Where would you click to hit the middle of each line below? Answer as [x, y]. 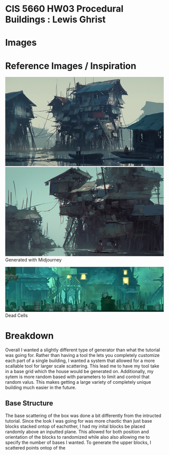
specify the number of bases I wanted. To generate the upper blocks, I [78, 442]
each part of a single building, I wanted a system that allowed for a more [80, 361]
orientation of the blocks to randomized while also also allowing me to [77, 437]
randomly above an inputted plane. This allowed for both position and [77, 431]
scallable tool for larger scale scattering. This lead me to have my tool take [82, 366]
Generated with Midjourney [33, 260]
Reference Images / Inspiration [71, 66]
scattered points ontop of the [35, 447]
